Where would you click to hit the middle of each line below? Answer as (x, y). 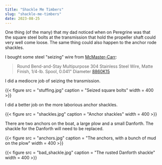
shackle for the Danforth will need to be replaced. (54, 129)
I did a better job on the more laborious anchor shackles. (61, 105)
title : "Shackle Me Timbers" (34, 9)
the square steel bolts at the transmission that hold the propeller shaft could (81, 37)
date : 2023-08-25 (22, 18)
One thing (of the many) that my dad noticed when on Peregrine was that (78, 32)
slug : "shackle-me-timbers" (33, 14)
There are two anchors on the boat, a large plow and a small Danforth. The (79, 123)
